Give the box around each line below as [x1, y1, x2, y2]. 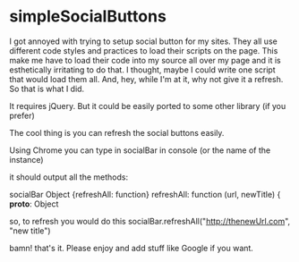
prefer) [9, 110, 36, 121]
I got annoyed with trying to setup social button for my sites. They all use [9, 36, 278, 46]
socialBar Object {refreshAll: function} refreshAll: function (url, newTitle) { [9, 189, 281, 199]
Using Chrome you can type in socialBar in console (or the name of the [9, 145, 271, 156]
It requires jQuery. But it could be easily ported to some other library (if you [9, 100, 286, 111]
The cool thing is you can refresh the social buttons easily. [9, 127, 225, 138]
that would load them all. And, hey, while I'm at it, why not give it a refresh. [9, 73, 284, 84]
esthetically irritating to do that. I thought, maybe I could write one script [9, 64, 276, 75]
